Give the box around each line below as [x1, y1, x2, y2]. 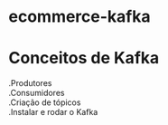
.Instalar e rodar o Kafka [8, 107, 98, 118]
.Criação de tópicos [8, 97, 81, 108]
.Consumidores [8, 88, 65, 99]
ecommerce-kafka [8, 6, 151, 27]
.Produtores [8, 78, 52, 89]
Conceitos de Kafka [8, 48, 160, 69]
